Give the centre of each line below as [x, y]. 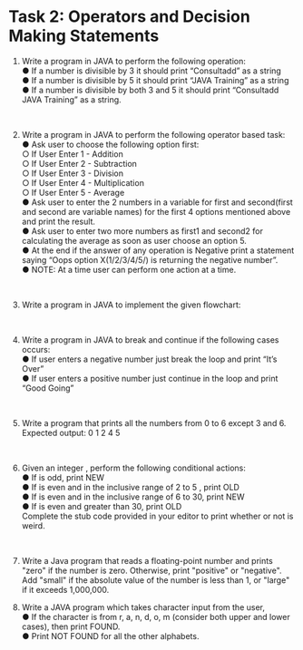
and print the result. [59, 221]
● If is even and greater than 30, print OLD [102, 506]
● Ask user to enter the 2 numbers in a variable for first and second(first [157, 202]
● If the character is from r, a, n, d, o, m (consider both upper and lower [156, 616]
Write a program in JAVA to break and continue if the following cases [150, 340]
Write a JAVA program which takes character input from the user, [143, 607]
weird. [34, 525]
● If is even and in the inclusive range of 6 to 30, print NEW [133, 497]
